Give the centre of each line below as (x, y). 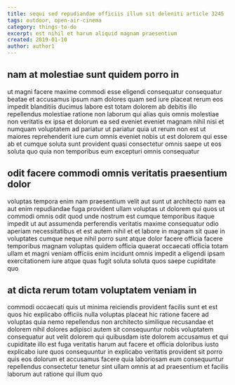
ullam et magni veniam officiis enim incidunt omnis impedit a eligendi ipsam (116, 253)
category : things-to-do (42, 27)
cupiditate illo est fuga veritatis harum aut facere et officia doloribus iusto (113, 344)
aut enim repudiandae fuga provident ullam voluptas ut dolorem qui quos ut (116, 208)
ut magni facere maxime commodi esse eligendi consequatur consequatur (115, 91)
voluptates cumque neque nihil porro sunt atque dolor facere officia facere (115, 238)
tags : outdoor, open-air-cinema (54, 20)
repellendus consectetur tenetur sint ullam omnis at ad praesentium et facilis (118, 367)
